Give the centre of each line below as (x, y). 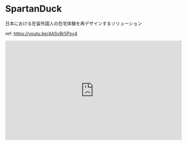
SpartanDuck (34, 9)
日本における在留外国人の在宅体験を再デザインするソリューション (74, 23)
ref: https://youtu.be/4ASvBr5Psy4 (41, 33)
